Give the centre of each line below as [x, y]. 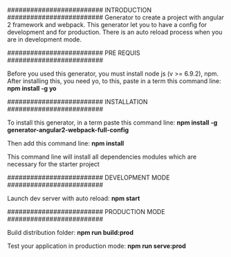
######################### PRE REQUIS [74, 53]
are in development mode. [44, 39]
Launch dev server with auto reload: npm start [74, 198]
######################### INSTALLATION [77, 102]
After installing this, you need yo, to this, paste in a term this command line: [114, 81]
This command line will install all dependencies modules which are [102, 157]
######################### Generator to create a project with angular [116, 17]
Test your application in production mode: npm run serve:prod [97, 246]
